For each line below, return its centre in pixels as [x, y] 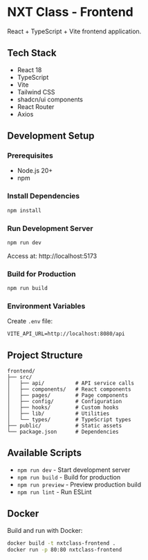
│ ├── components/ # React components [69, 389]
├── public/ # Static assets [65, 426]
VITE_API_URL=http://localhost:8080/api [66, 334]
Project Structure [45, 355]
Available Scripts [44, 453]
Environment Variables [46, 306]
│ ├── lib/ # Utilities [58, 414]
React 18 [29, 69]
